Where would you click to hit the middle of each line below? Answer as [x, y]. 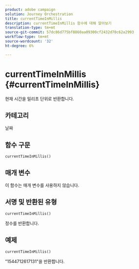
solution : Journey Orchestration [39, 14]
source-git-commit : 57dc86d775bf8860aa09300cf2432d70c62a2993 [69, 32]
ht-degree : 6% [20, 46]
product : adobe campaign [30, 10]
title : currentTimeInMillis [34, 19]
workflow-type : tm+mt [27, 37]
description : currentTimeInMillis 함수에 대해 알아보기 [59, 23]
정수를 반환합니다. [22, 223]
